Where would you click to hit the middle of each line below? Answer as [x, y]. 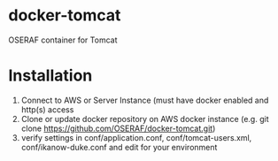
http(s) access [47, 109]
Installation [50, 76]
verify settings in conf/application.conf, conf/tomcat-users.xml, [136, 137]
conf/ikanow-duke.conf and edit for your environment [119, 147]
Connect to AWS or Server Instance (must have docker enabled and [145, 100]
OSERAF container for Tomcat [63, 40]
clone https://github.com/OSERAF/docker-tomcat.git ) [118, 128]
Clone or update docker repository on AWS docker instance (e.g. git [145, 119]
